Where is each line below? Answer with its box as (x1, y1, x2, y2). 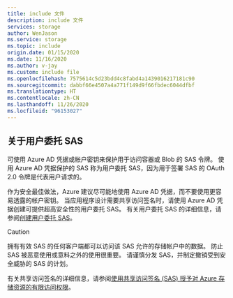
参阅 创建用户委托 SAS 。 (7, 214, 77, 222)
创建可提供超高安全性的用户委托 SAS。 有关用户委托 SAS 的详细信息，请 (13, 204, 222, 213)
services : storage (7, 23, 61, 30)
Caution (7, 228, 30, 236)
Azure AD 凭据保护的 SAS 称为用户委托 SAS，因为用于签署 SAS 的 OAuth (15, 163, 225, 172)
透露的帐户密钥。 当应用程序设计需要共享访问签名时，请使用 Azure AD (13, 196, 216, 204)
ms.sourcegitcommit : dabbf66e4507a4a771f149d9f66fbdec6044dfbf (7, 82, 195, 89)
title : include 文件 (7, 10, 65, 17)
